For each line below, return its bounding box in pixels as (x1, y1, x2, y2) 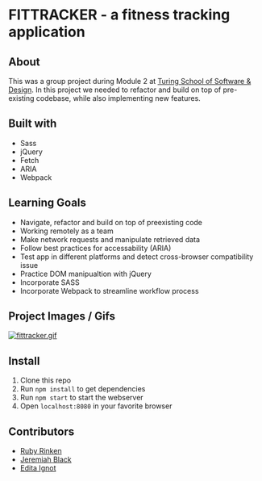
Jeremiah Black (19, 454, 72, 465)
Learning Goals (8, 196, 87, 210)
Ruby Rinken (19, 446, 62, 456)
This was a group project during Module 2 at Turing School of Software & (8, 77, 252, 86)
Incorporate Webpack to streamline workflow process (19, 286, 199, 295)
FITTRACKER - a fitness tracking (8, 6, 231, 24)
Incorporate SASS (19, 277, 80, 287)
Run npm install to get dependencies (19, 384, 146, 394)
